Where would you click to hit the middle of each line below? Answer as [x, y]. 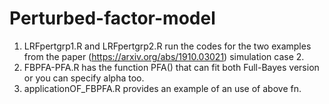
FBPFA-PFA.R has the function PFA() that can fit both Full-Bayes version [171, 67]
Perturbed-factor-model [112, 18]
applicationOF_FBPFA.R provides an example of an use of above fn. [162, 88]
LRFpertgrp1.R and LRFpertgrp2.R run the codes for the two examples [167, 46]
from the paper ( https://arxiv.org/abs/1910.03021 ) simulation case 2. [164, 56]
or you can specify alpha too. [84, 78]
